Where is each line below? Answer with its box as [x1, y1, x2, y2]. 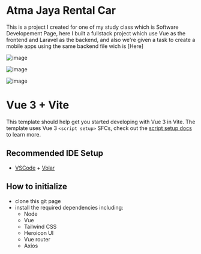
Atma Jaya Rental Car [6, 4, 116, 17]
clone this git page [14, 197, 61, 204]
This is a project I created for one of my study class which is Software [6, 23, 179, 31]
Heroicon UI [23, 229, 54, 237]
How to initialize [6, 182, 67, 192]
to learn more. [6, 131, 41, 138]
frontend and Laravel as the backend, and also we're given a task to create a [6, 36, 196, 43]
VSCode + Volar [14, 164, 55, 171]
